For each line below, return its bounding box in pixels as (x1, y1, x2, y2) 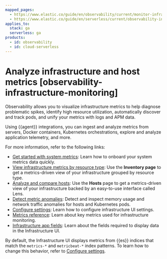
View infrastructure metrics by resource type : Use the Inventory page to (12, 164, 162, 170)
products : (5, 35, 26, 40)
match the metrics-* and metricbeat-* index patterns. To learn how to (5, 243, 149, 249)
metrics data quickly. (12, 159, 56, 165)
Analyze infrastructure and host (5, 66, 140, 77)
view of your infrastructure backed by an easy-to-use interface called (12, 185, 156, 191)
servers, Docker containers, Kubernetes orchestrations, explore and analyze (5, 129, 162, 135)
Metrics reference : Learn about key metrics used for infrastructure (12, 212, 149, 218)
